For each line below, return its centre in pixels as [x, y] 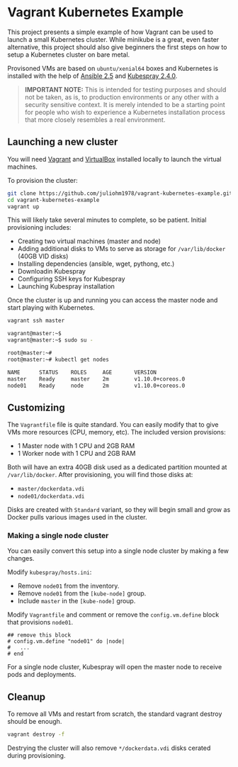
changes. [21, 559]
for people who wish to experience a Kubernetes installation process [125, 112]
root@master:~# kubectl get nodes [58, 359]
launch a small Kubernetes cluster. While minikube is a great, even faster [113, 39]
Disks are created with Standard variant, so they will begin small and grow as [119, 510]
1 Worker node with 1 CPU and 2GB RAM [76, 454]
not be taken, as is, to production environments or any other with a [122, 97]
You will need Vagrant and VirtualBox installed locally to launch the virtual [114, 159]
